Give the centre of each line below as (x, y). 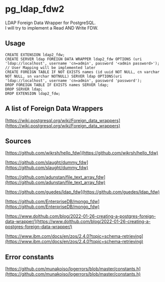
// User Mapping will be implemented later (50, 67)
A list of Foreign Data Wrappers (54, 109)
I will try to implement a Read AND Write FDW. (52, 28)
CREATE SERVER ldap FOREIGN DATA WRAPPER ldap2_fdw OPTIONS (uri (73, 59)
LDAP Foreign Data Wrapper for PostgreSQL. (50, 23)
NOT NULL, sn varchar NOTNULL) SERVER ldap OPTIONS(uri (64, 76)
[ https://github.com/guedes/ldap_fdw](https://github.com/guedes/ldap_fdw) (82, 192)
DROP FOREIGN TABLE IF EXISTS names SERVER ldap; (57, 85)
